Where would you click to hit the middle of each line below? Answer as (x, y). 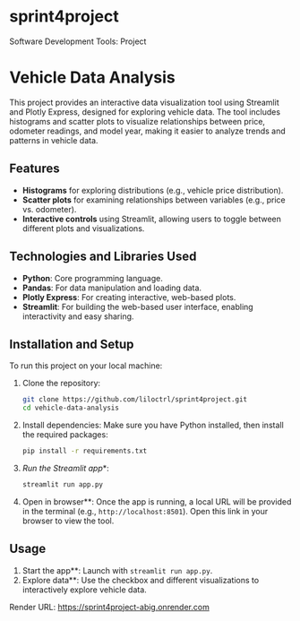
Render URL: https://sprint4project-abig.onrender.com (110, 607)
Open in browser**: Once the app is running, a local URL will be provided (157, 501)
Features (34, 169)
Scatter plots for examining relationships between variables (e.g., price (154, 200)
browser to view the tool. (68, 521)
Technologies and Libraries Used (103, 257)
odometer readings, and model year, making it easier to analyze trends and (148, 131)
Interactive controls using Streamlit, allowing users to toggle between (152, 219)
